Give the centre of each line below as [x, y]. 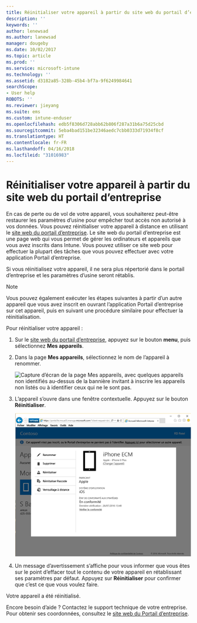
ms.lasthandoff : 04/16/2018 [40, 149]
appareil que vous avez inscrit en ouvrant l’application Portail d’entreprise [95, 304]
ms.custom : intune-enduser [39, 118]
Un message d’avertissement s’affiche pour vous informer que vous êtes [102, 565]
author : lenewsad [27, 31]
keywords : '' [22, 25]
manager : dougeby [27, 44]
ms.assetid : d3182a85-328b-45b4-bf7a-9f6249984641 [69, 81]
